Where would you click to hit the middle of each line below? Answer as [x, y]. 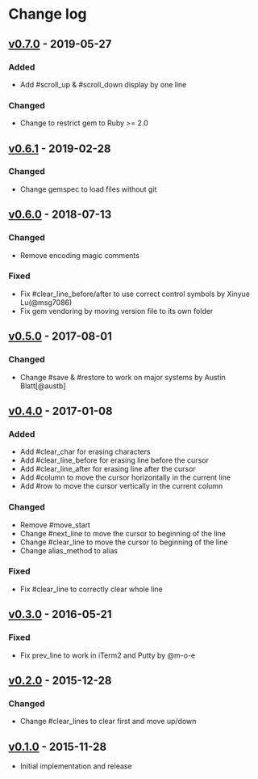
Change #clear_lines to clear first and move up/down [108, 722]
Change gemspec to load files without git [88, 189]
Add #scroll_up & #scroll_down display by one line [103, 84]
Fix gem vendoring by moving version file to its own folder [117, 311]
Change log [48, 14]
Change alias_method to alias [69, 550]
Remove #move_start [55, 525]
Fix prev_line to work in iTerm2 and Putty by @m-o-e [108, 655]
